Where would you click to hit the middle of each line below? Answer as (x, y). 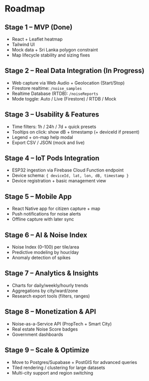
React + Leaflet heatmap (37, 39)
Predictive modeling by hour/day (45, 252)
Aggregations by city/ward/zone (45, 290)
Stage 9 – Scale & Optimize (47, 350)
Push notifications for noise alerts (46, 214)
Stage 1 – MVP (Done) (39, 27)
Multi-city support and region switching (52, 372)
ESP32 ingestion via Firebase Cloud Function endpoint (68, 170)
